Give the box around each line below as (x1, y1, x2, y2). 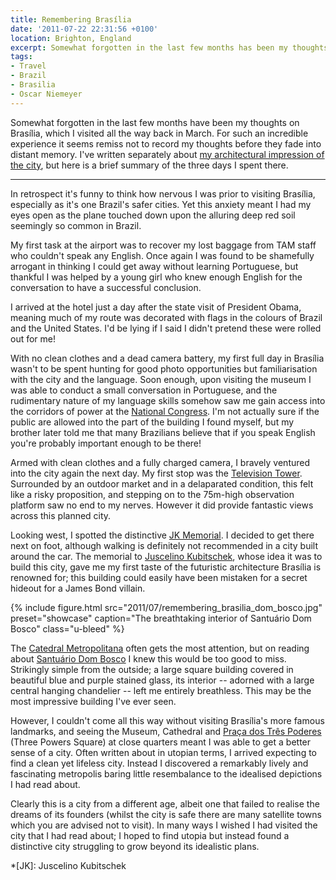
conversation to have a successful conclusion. (10, 281, 202, 293)
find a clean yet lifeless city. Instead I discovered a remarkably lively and (10, 757, 309, 769)
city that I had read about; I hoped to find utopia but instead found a (10, 829, 290, 841)
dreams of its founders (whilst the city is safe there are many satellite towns (10, 808, 322, 820)
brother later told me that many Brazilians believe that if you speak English (10, 426, 316, 438)
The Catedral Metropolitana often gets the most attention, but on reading (10, 642, 310, 654)
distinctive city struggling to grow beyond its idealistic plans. (10, 840, 260, 852)
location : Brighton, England (10, 33, 132, 43)
